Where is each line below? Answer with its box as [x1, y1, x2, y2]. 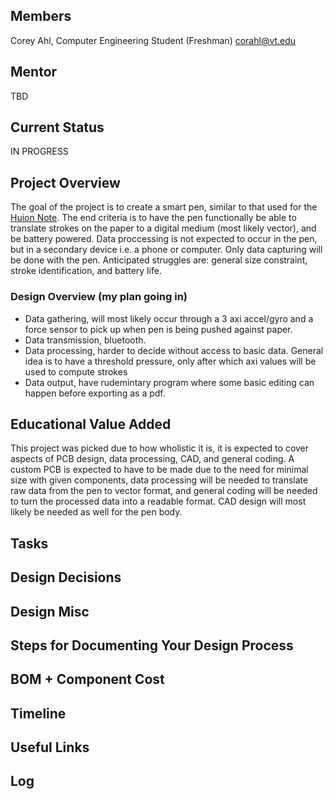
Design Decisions [10, 569, 122, 586]
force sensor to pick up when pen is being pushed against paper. [24, 323, 293, 335]
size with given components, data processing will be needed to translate [10, 474, 309, 486]
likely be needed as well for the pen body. [10, 506, 183, 518]
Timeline [10, 705, 67, 722]
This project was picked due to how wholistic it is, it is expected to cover [10, 442, 310, 454]
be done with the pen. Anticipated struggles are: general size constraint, [10, 254, 308, 266]
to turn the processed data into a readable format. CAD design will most [10, 495, 307, 508]
